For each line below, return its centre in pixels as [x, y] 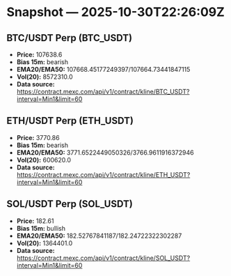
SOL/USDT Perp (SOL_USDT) [70, 204]
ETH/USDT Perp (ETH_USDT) [70, 121]
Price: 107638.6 [39, 54]
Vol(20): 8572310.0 [45, 77]
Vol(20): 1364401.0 [45, 243]
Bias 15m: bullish [41, 228]
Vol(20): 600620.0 [43, 160]
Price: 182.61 [35, 221]
